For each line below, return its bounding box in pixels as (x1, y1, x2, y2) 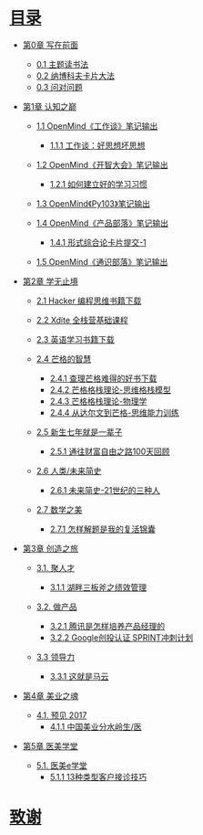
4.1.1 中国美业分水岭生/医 (49, 721, 142, 732)
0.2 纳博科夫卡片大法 (36, 69, 116, 81)
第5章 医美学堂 (22, 740, 79, 751)
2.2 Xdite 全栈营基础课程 (36, 314, 129, 325)
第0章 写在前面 (22, 39, 79, 50)
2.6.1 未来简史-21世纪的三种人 (49, 484, 161, 495)
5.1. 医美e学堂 (36, 759, 88, 771)
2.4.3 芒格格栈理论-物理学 (49, 396, 147, 407)
